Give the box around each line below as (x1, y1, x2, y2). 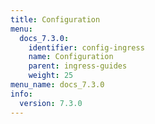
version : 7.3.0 (19, 98, 83, 108)
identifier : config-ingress (28, 42, 145, 53)
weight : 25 (28, 71, 74, 81)
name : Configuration (28, 52, 114, 62)
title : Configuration (10, 14, 101, 25)
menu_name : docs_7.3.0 (10, 80, 105, 90)
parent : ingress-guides (28, 61, 128, 71)
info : (10, 89, 33, 99)
